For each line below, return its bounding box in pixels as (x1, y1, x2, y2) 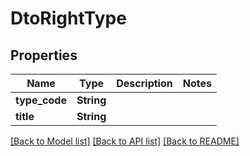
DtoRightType (10, 7, 127, 30)
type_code (15, 93, 67, 107)
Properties (10, 47, 78, 64)
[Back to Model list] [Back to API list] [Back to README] (10, 135, 240, 147)
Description (116, 77, 173, 90)
